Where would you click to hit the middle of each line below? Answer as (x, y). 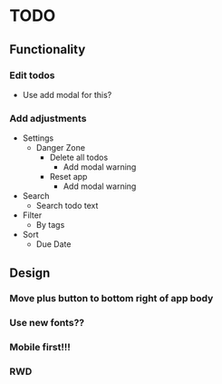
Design (30, 273)
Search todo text (67, 206)
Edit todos (32, 75)
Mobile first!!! (40, 348)
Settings (38, 138)
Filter (32, 215)
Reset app (68, 177)
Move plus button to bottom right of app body (111, 299)
